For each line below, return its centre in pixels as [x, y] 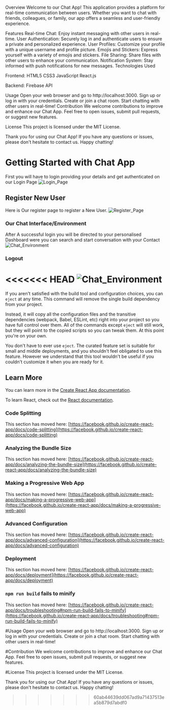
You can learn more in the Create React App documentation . [68, 390]
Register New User [36, 198]
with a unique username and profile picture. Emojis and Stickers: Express [82, 50]
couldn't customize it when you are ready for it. [55, 362]
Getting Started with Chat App [70, 163]
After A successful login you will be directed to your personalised [73, 235]
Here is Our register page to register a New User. [56, 210]
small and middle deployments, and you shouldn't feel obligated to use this [83, 351]
